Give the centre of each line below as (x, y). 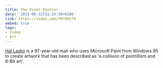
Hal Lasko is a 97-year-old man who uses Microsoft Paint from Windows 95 (82, 51)
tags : (11, 28)
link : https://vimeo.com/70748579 (41, 19)
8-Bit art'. (15, 61)
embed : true (17, 23)
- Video (13, 32)
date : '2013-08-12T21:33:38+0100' (41, 14)
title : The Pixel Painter (32, 10)
